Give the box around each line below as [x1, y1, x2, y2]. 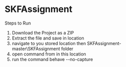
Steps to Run [4, 20, 31, 26]
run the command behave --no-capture [11, 56, 93, 62]
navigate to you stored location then [11, 40, 86, 46]
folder [61, 45, 74, 51]
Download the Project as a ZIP [11, 29, 74, 35]
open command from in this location [11, 51, 87, 57]
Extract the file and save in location [11, 35, 84, 41]
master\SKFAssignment [11, 45, 60, 51]
